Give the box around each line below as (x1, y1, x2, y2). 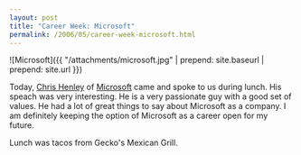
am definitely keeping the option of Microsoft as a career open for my (9, 110, 268, 122)
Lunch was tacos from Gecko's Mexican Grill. (9, 137, 178, 149)
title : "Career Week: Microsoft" (9, 22, 136, 31)
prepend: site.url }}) (9, 64, 83, 75)
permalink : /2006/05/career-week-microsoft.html (9, 30, 196, 39)
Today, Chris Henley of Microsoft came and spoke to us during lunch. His (9, 82, 282, 93)
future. (9, 120, 34, 131)
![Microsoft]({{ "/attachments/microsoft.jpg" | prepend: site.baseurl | (9, 55, 265, 66)
